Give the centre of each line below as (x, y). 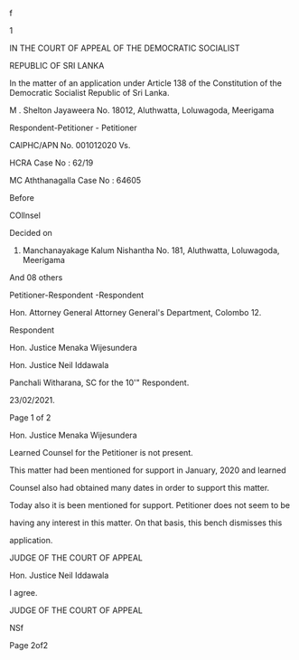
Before (22, 198)
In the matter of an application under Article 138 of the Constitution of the (146, 83)
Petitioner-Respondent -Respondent (77, 295)
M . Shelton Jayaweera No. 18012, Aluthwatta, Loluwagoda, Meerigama (142, 110)
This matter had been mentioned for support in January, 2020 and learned (148, 470)
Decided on (31, 233)
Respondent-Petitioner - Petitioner (73, 127)
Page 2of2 (29, 645)
